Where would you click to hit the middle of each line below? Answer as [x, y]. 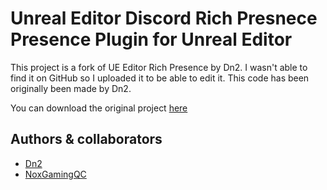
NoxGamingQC [55, 174]
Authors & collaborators [86, 139]
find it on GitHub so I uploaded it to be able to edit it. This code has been [160, 78]
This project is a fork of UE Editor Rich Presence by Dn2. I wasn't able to [159, 67]
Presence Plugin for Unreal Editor [151, 39]
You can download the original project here [99, 108]
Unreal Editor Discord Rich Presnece [164, 18]
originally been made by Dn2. [71, 88]
